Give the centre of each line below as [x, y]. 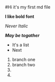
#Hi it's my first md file [28, 7]
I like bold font [20, 16]
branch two [24, 65]
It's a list [20, 45]
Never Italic [17, 26]
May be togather [22, 35]
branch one [24, 60]
